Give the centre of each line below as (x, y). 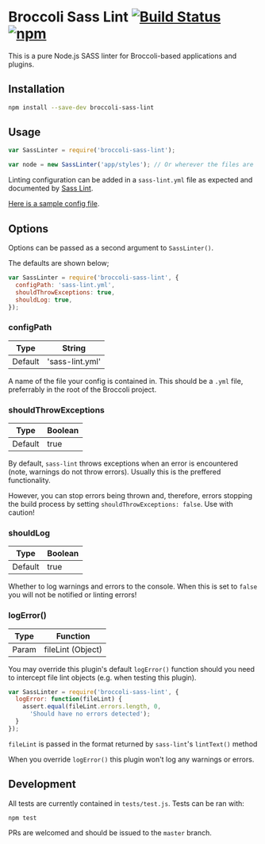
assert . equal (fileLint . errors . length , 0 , (92, 707)
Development (42, 784)
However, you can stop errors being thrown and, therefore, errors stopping (130, 495)
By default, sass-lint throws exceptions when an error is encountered (123, 463)
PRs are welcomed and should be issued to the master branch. (110, 832)
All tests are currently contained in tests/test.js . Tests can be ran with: (126, 803)
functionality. (30, 480)
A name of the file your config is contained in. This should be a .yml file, (126, 381)
